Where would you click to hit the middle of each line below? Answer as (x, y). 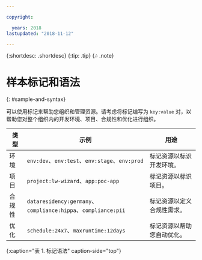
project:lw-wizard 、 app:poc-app (73, 181)
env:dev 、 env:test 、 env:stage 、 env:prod (85, 161)
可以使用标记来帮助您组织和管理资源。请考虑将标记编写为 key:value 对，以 (99, 112)
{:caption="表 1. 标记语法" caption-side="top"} (64, 251)
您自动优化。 (168, 235)
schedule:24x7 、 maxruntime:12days (76, 231)
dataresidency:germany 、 (62, 201)
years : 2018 (27, 28)
